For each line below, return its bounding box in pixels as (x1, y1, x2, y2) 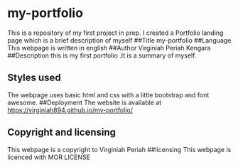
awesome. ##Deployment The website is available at (7, 98, 162, 107)
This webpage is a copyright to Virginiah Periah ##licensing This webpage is (7, 145, 232, 153)
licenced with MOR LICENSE (7, 153, 91, 161)
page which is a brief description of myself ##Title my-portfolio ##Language (7, 36, 232, 44)
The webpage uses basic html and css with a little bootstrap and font (7, 90, 210, 99)
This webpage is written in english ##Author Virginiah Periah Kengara (7, 43, 211, 52)
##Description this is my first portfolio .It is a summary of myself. (7, 51, 197, 60)
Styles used (7, 72, 62, 84)
